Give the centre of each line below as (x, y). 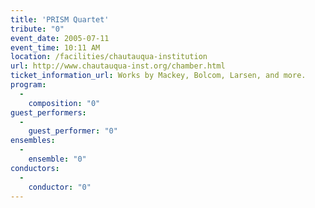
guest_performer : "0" (73, 131)
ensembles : (33, 141)
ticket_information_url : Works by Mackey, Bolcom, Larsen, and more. (158, 76)
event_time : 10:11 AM (55, 47)
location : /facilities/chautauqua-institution (109, 57)
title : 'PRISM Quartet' (60, 19)
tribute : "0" (37, 29)
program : (28, 85)
